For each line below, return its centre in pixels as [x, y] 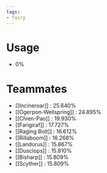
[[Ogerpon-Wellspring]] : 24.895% [58, 112]
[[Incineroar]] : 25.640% [46, 106]
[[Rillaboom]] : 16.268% [45, 138]
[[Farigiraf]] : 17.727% [42, 125]
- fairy [16, 18]
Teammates [37, 89]
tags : [13, 12]
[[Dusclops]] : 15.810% [43, 151]
